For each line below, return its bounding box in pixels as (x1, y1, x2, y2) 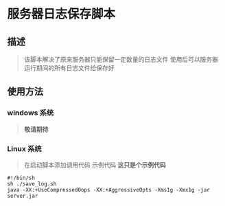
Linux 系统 (7, 144, 43, 153)
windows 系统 (7, 108, 54, 117)
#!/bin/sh (7, 174, 36, 181)
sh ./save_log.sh (7, 180, 57, 187)
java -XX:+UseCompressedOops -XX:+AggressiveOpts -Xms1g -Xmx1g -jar (7, 186, 211, 193)
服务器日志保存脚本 (7, 6, 116, 22)
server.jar (7, 192, 38, 199)
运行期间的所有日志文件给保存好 (23, 64, 115, 72)
